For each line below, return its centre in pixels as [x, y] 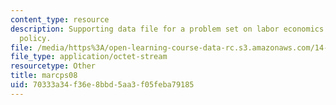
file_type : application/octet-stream [89, 57]
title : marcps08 [44, 76]
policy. [35, 38]
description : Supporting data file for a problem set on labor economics [167, 29]
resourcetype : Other [53, 66]
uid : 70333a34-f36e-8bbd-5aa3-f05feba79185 [102, 85]
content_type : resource [60, 19]
